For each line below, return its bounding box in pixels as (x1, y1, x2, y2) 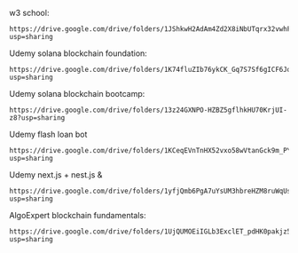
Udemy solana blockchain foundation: (9, 48, 148, 59)
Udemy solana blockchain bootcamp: (9, 89, 145, 99)
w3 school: (9, 8, 50, 18)
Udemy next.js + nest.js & (9, 170, 103, 180)
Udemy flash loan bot (9, 129, 88, 139)
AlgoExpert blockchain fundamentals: (9, 210, 146, 220)
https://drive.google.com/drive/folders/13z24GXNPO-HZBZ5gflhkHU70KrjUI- (9, 106, 288, 115)
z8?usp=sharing (9, 114, 66, 123)
